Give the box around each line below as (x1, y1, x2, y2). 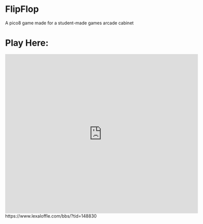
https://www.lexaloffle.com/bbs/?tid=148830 (5, 213, 97, 219)
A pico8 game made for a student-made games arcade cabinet (5, 20, 134, 26)
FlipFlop (5, 3, 39, 15)
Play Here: (5, 37, 49, 49)
